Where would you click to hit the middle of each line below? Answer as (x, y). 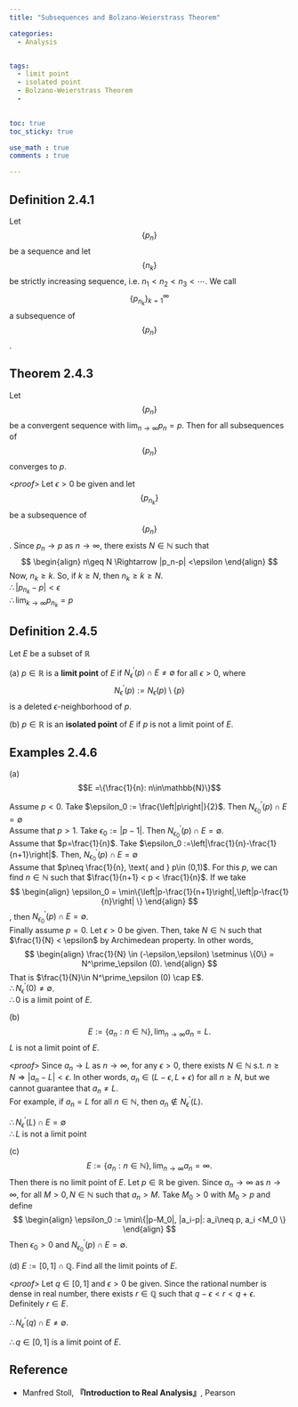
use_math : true (39, 148)
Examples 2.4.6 (53, 752)
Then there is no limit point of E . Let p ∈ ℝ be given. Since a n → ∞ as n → (145, 1183)
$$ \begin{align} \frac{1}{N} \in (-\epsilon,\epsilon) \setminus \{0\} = (149, 954)
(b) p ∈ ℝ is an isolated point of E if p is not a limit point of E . (121, 724)
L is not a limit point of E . (54, 1047)
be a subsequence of (48, 515)
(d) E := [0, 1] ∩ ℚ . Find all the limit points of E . (93, 1266)
